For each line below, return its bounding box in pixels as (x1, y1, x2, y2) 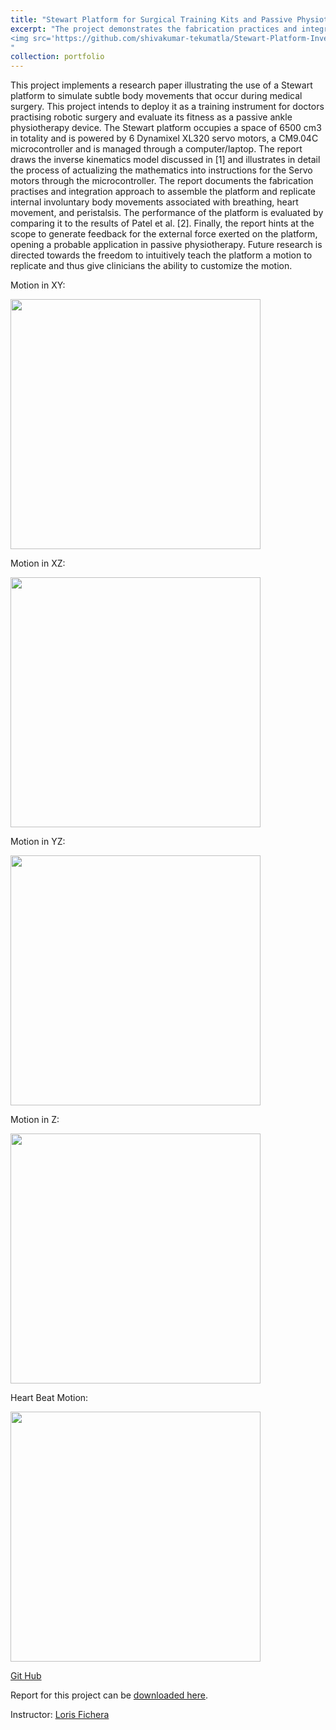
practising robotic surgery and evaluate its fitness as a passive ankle (10, 111, 293, 123)
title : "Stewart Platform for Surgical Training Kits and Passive (10, 14, 293, 25)
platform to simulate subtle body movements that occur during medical (10, 90, 303, 102)
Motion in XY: (10, 279, 66, 291)
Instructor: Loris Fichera (10, 1709, 110, 1721)
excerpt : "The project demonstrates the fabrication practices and (10, 24, 298, 34)
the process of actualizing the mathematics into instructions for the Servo (10, 164, 313, 176)
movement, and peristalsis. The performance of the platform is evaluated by (10, 207, 324, 219)
